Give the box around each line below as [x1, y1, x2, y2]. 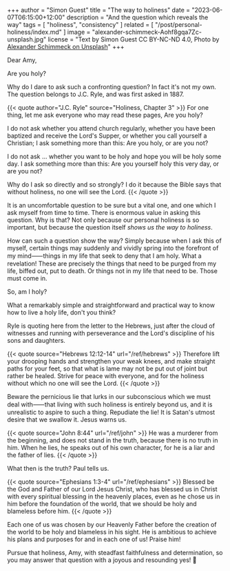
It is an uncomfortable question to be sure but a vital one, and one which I [7, 201, 216, 209]
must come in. [7, 274, 48, 282]
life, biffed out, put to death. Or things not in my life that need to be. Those [7, 267, 218, 275]
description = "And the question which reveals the [66, 13, 209, 21]
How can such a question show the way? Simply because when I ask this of [7, 236, 222, 245]
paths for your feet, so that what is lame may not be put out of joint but [7, 364, 208, 373]
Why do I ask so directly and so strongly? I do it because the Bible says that [7, 180, 222, 189]
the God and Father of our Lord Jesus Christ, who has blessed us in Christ [7, 485, 218, 493]
